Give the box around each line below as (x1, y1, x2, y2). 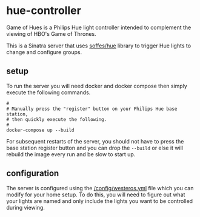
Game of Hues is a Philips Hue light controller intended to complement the (6, 24, 192, 31)
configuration (6, 168, 59, 179)
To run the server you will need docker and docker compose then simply (6, 82, 188, 89)
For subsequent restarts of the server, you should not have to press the (6, 137, 184, 145)
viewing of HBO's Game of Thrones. (6, 30, 96, 37)
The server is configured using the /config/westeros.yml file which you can (6, 184, 194, 191)
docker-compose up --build (6, 127, 75, 133)
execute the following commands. (6, 89, 91, 96)
